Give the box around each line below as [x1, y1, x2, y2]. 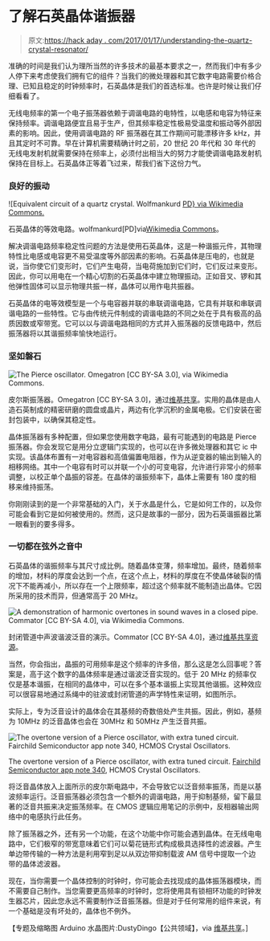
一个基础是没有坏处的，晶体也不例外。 [8, 906, 135, 915]
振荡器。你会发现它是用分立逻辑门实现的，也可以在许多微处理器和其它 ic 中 [8, 442, 258, 451]
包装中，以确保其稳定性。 [14, 414, 100, 424]
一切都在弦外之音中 [8, 541, 83, 552]
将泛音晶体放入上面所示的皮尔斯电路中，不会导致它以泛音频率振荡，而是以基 [8, 781, 262, 791]
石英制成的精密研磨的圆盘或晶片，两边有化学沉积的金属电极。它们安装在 [14, 405, 255, 414]
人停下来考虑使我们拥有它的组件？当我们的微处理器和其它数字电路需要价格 [8, 71, 255, 80]
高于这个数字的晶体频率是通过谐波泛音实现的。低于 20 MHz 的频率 [29, 669, 250, 678]
